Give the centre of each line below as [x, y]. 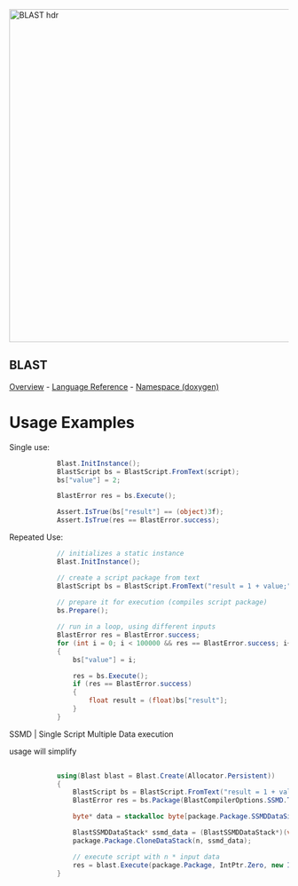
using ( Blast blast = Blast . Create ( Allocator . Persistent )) [166, 776]
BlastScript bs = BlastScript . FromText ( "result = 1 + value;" [174, 586]
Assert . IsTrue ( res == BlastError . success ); [138, 520]
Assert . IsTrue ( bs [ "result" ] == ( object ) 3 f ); [140, 512]
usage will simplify [43, 751]
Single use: [30, 447]
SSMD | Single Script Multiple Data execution [92, 734]
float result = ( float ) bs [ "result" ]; [158, 700]
